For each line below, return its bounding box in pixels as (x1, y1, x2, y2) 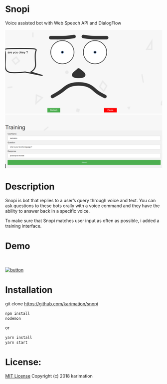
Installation (5, 284, 53, 295)
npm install (5, 311, 30, 316)
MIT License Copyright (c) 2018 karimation (5, 373, 93, 379)
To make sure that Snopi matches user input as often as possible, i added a (5, 218, 160, 224)
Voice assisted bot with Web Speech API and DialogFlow (5, 20, 122, 26)
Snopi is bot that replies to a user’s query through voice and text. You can (5, 197, 156, 203)
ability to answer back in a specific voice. (5, 208, 90, 214)
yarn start (5, 340, 28, 345)
